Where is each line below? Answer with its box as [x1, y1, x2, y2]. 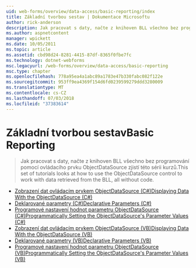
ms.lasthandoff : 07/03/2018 [6, 95, 75, 101]
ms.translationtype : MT [6, 85, 64, 91]
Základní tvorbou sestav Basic [6, 126, 154, 139]
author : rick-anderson [6, 19, 61, 25]
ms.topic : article [6, 47, 51, 53]
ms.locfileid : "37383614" [6, 100, 69, 107]
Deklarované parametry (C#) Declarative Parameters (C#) [14, 200, 152, 207]
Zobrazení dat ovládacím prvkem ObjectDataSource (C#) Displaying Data [14, 187, 190, 194]
